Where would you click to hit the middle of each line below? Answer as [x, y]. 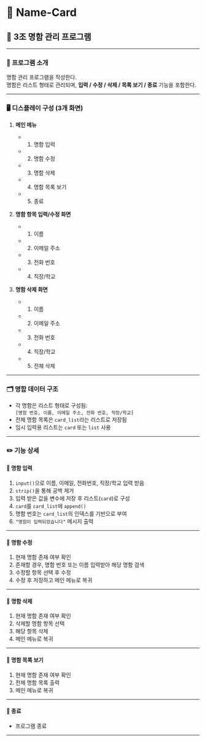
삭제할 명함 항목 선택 [40, 623]
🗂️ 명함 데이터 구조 [32, 389]
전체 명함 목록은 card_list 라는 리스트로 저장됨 [71, 420]
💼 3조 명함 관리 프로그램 [49, 37]
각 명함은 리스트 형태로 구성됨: [51, 405]
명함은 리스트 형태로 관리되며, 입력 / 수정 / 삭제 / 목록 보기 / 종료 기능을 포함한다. [101, 85]
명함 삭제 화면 [31, 289]
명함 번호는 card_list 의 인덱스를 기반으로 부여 [71, 514]
